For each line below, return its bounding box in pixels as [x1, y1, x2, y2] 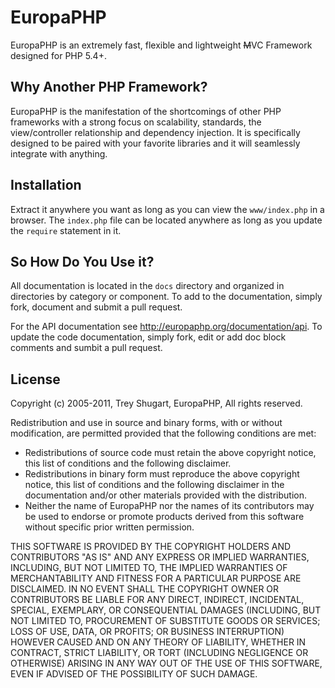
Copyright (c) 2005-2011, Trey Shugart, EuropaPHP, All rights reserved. [10, 397, 303, 410]
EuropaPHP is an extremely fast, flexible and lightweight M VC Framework [10, 39, 313, 51]
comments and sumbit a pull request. [10, 342, 163, 354]
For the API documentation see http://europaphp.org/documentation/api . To [10, 321, 323, 333]
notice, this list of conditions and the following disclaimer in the [24, 479, 285, 491]
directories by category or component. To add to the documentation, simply [10, 291, 323, 303]
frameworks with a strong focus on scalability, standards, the [10, 116, 262, 128]
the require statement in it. [10, 224, 122, 236]
